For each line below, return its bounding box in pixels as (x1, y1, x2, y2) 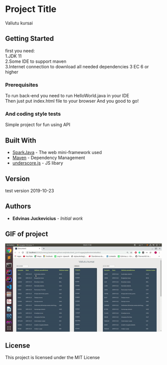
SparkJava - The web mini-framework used (12, 150, 102, 156)
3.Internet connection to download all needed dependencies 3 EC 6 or (5, 63, 149, 69)
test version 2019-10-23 (5, 187, 54, 193)
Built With (5, 136, 36, 145)
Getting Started (5, 34, 54, 43)
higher (5, 69, 18, 75)
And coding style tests (5, 110, 61, 117)
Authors (5, 202, 31, 210)
